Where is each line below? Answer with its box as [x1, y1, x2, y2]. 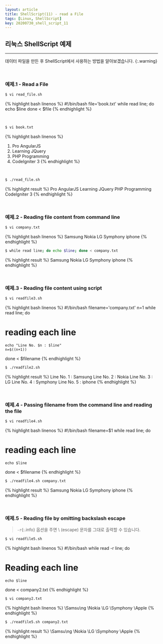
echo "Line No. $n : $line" [5, 343, 62, 348]
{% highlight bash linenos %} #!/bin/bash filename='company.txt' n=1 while [5, 305, 156, 311]
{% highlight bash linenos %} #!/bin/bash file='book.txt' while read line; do [5, 101, 154, 107]
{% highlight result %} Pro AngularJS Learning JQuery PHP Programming [5, 186, 152, 192]
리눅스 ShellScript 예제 [5, 40, 72, 48]
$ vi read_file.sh [5, 92, 42, 97]
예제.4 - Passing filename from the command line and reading [5, 401, 152, 408]
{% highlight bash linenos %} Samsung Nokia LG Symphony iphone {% [5, 234, 147, 240]
